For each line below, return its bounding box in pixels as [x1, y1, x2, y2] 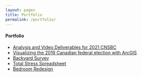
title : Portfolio [5, 12, 43, 17]
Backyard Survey [12, 55, 49, 61]
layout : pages [5, 7, 36, 13]
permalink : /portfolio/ [5, 17, 56, 22]
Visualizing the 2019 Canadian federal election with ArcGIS [12, 49, 137, 56]
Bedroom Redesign [12, 66, 54, 72]
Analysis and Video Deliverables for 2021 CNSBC [12, 44, 117, 50]
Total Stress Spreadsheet [12, 60, 67, 66]
